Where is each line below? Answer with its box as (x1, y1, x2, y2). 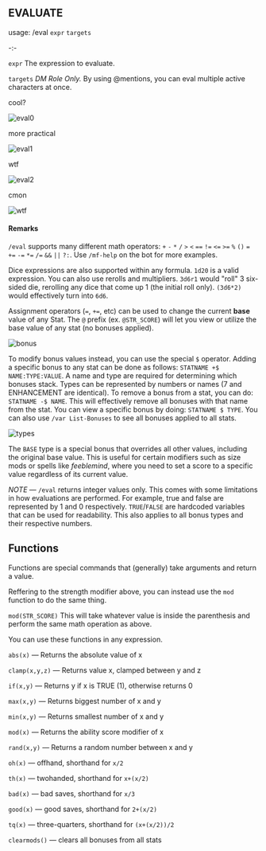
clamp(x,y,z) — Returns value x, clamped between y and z (8, 665, 201, 675)
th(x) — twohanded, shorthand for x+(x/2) (8, 773, 149, 783)
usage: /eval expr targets (8, 27, 91, 37)
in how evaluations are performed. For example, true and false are (8, 494, 224, 503)
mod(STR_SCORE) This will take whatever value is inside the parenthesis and (8, 611, 250, 620)
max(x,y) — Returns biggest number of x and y (8, 696, 161, 705)
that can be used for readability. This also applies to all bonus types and (8, 510, 244, 520)
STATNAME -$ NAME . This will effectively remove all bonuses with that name (8, 396, 249, 406)
